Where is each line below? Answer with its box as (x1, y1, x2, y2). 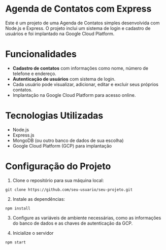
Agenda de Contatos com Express (5, 3, 152, 15)
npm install (5, 206, 30, 211)
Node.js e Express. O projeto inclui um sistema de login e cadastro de (5, 25, 151, 31)
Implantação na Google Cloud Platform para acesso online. (12, 92, 136, 98)
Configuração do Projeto (5, 161, 111, 172)
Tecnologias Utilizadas (5, 110, 104, 122)
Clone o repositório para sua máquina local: (12, 177, 104, 183)
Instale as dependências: (12, 196, 65, 202)
